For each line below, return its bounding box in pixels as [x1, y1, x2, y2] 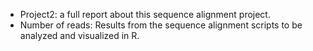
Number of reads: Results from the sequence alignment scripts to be [19, 19, 303, 31]
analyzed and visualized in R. [19, 30, 140, 41]
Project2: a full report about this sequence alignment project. [19, 9, 271, 20]
